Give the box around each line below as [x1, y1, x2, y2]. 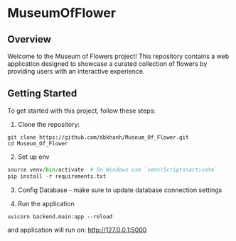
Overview [7, 33, 52, 45]
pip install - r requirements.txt [7, 172, 107, 180]
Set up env [17, 152, 50, 161]
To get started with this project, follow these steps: [7, 106, 156, 115]
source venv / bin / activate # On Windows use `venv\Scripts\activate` [7, 166, 218, 173]
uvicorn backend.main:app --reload [7, 213, 113, 220]
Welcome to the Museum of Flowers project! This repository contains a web [7, 52, 230, 60]
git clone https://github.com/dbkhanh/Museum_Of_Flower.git [7, 133, 190, 141]
